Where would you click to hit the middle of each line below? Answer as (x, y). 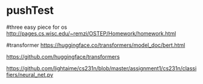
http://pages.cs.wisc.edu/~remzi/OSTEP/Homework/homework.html (91, 33)
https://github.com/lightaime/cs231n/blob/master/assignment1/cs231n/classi (101, 68)
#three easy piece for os (37, 27)
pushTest (30, 10)
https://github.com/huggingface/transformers (63, 56)
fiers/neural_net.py (30, 74)
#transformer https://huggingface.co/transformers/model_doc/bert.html (96, 45)
